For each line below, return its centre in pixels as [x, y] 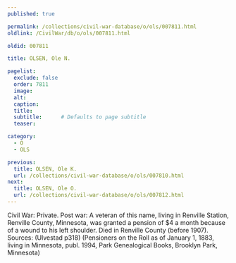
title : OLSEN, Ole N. [39, 59]
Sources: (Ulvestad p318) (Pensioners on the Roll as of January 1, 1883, [111, 238]
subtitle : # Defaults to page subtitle [80, 117]
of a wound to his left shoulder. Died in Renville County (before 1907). [108, 230]
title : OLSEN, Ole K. [45, 169]
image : [23, 91]
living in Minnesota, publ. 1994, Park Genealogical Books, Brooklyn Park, [113, 245]
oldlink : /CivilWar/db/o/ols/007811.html [69, 33]
